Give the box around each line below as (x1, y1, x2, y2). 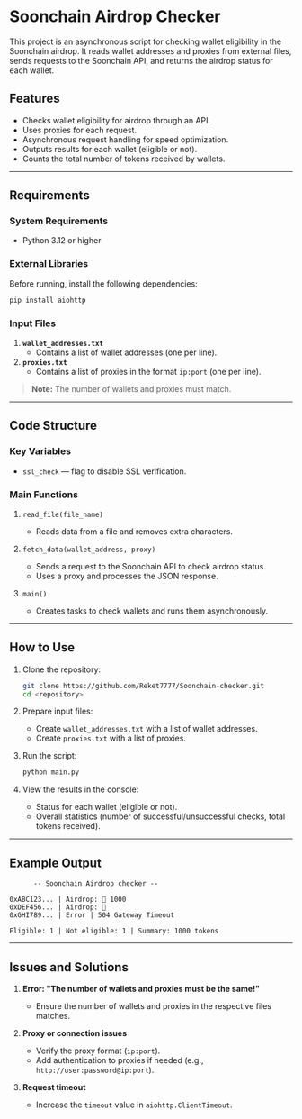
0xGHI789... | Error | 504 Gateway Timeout (9, 911, 175, 920)
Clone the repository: (22, 664, 102, 675)
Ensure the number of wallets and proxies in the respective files (35, 1000, 272, 1011)
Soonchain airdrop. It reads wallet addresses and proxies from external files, (9, 45, 292, 56)
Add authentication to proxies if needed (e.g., (35, 1054, 204, 1065)
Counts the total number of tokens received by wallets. (22, 153, 226, 164)
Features (9, 91, 60, 106)
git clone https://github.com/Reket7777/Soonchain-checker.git (22, 681, 265, 690)
